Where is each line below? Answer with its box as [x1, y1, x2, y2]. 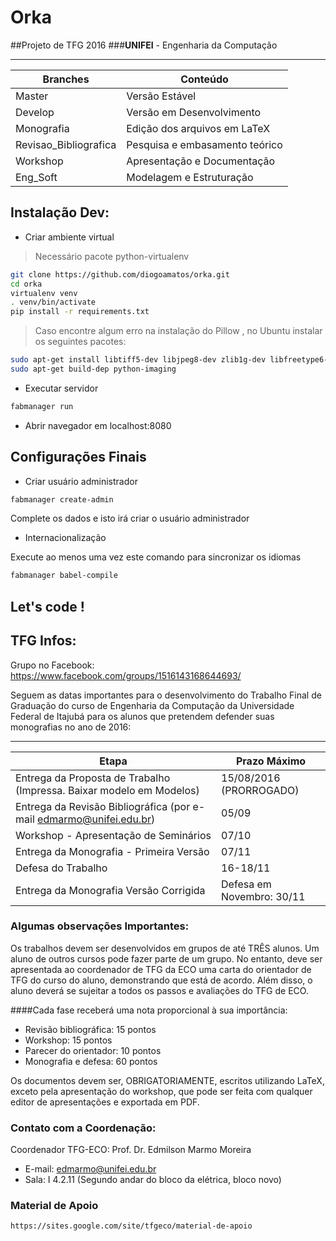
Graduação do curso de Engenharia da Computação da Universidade [10, 699, 295, 711]
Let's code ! [10, 598, 85, 615]
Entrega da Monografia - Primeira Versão [15, 844, 210, 858]
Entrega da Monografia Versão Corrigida [15, 883, 206, 897]
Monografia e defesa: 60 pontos [24, 1055, 158, 1067]
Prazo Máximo [235, 754, 307, 768]
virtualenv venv [10, 288, 78, 298]
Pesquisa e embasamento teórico [126, 137, 283, 151]
